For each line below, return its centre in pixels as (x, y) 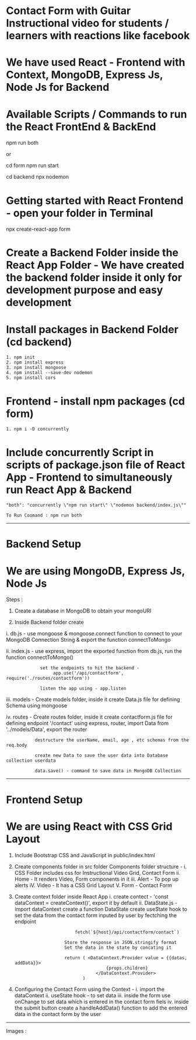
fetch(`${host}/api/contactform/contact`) (127, 932)
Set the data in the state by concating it (118, 947)
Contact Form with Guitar (69, 11)
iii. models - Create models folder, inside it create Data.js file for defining (93, 699)
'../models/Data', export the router (47, 730)
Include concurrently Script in (80, 452)
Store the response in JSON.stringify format (120, 942)
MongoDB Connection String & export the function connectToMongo (88, 640)
